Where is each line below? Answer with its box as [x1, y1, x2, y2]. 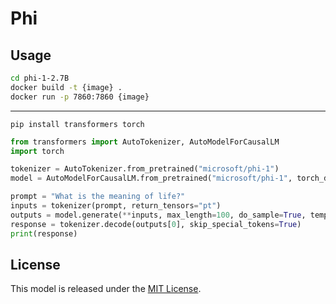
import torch [10, 146, 65, 156]
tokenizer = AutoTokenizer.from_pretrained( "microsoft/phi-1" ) [10, 164, 280, 174]
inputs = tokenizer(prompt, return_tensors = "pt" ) [10, 201, 222, 211]
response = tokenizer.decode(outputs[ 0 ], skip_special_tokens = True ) [10, 219, 302, 229]
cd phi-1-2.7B [10, 73, 70, 83]
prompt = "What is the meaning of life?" [10, 192, 186, 202]
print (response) [10, 228, 78, 239]
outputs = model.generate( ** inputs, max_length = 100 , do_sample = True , [10, 210, 307, 220]
